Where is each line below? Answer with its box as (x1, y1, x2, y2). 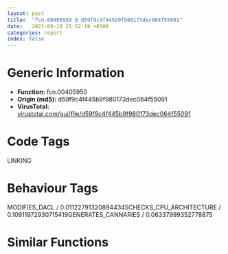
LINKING (7, 157, 32, 165)
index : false (7, 36, 45, 43)
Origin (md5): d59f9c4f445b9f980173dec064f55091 (16, 95, 168, 104)
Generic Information (7, 65, 125, 81)
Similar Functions (7, 235, 109, 251)
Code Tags (7, 134, 70, 150)
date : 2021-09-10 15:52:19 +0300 (7, 23, 109, 30)
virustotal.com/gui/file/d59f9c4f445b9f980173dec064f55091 (16, 110, 191, 118)
